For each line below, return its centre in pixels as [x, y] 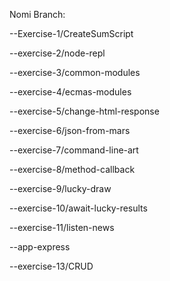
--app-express [40, 247]
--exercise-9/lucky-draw [60, 188]
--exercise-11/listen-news [62, 227]
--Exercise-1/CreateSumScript [71, 33]
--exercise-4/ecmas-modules [70, 92]
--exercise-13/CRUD [51, 266]
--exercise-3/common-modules [75, 72]
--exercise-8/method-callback [72, 169]
